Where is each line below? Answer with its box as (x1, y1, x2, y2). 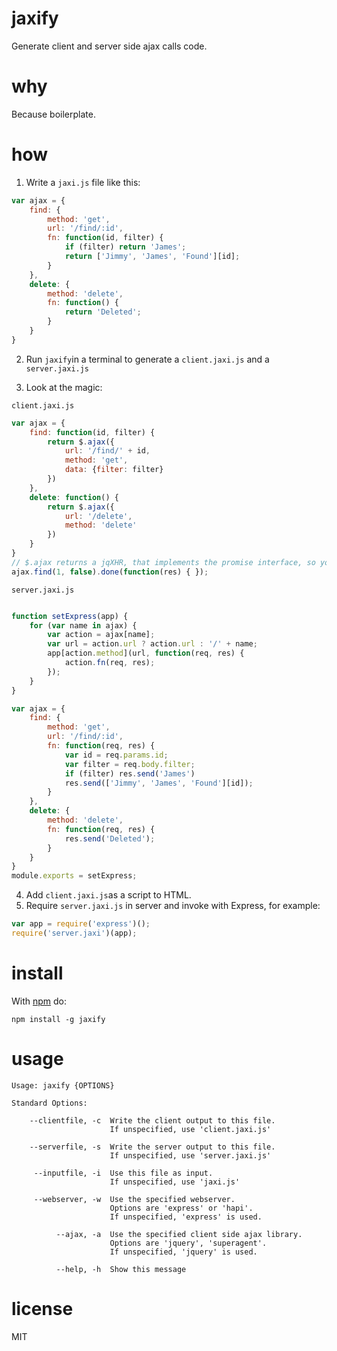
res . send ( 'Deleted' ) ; (64, 833, 156, 844)
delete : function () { (29, 492, 119, 502)
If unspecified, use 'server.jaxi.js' (109, 1150, 272, 1161)
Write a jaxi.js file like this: (25, 176, 141, 188)
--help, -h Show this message (55, 1264, 187, 1274)
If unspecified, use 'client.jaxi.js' (109, 1124, 272, 1134)
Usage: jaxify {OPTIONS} (11, 1080, 115, 1091)
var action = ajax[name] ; (47, 630, 156, 640)
